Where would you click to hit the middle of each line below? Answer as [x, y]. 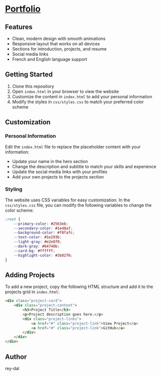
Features [19, 27]
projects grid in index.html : [32, 292]
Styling [14, 189]
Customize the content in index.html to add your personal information [82, 96]
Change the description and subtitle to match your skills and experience [84, 166]
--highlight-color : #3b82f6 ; [43, 255]
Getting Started [29, 75]
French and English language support [50, 59]
